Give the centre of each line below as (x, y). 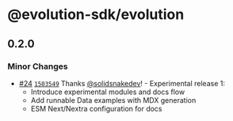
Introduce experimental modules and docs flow (108, 92)
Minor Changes (38, 66)
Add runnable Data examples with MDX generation (113, 100)
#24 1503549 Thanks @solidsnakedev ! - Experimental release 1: (122, 83)
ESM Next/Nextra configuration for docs (97, 108)
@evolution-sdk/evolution (96, 15)
